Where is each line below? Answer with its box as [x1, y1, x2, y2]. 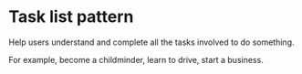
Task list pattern [8, 6, 134, 27]
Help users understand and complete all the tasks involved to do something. [8, 37, 295, 48]
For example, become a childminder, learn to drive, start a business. [8, 54, 264, 65]
